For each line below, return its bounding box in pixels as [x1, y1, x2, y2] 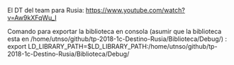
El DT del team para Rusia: [7, 6, 84, 14]
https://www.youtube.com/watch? [85, 6, 186, 14]
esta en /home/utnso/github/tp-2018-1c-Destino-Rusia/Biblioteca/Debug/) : [7, 35, 228, 43]
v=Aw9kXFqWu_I [7, 13, 57, 22]
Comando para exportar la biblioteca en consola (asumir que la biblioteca [7, 28, 222, 35]
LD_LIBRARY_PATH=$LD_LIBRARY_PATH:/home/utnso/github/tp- [28, 42, 218, 50]
